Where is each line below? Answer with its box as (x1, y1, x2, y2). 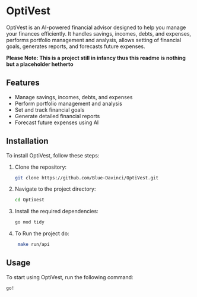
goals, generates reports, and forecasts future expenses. (6, 43, 145, 50)
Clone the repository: (14, 163, 67, 170)
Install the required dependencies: (14, 208, 99, 215)
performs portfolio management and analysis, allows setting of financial (6, 36, 182, 43)
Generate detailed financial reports (14, 112, 100, 119)
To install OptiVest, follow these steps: (6, 151, 100, 159)
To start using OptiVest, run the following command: (6, 273, 134, 280)
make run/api (17, 242, 50, 248)
